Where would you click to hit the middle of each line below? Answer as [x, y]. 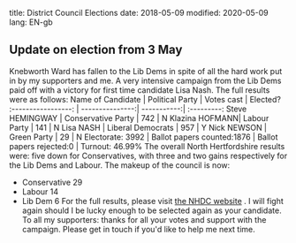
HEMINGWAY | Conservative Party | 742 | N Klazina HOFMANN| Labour [139, 118]
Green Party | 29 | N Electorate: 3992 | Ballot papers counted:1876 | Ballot [144, 137]
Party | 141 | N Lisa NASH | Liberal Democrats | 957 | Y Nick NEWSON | [138, 127]
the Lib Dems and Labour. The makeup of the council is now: [120, 165]
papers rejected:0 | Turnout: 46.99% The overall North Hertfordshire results [147, 146]
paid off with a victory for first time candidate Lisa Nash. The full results [140, 90]
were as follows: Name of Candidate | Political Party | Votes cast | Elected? [145, 99]
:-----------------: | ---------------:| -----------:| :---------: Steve [128, 109]
